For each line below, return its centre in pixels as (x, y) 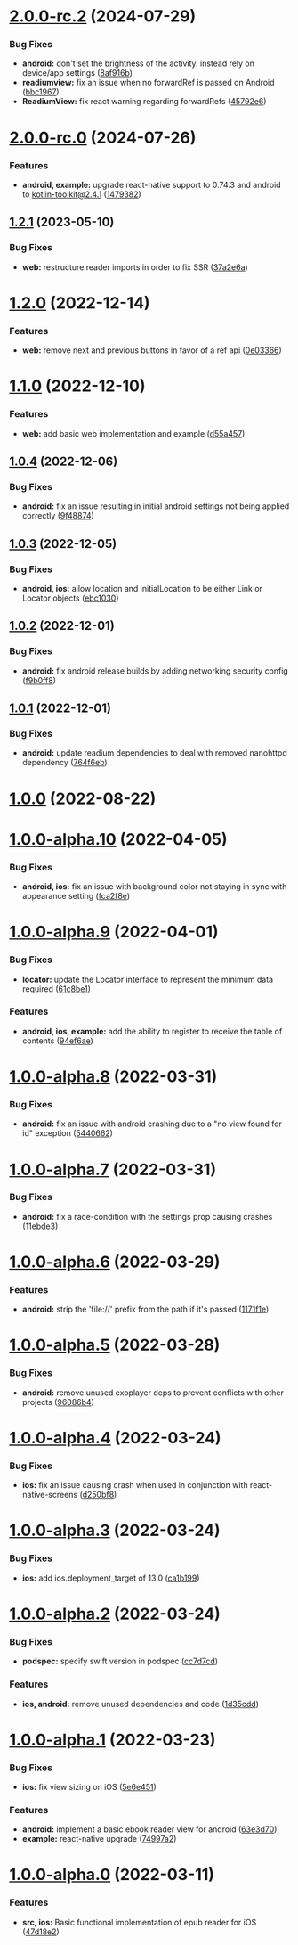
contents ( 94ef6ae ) (57, 1041)
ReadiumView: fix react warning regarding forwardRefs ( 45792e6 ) (144, 102)
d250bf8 (98, 1495)
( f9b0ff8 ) (39, 680)
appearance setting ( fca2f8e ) (76, 896)
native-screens (50, 1495)
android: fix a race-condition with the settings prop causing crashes (147, 1216)
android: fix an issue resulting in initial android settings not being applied (156, 506)
